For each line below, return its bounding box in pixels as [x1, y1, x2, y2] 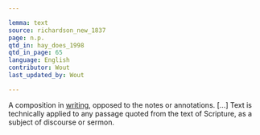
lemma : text [8, 18, 48, 27]
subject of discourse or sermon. [8, 117, 115, 127]
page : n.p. [8, 34, 45, 42]
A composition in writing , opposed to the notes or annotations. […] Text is [8, 100, 252, 109]
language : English [8, 56, 70, 64]
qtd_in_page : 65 [8, 49, 63, 57]
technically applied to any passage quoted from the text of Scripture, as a [8, 108, 252, 118]
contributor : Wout [8, 63, 70, 72]
